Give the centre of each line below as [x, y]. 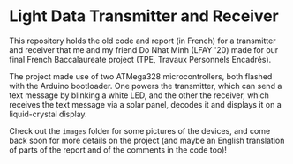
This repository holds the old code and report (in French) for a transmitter [143, 41]
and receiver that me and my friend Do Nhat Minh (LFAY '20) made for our [144, 49]
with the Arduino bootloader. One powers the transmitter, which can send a [146, 86]
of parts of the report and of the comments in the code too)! [118, 149]
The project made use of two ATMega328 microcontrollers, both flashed [141, 76]
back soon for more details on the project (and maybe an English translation [147, 140]
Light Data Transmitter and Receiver [144, 16]
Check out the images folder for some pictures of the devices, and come [140, 130]
